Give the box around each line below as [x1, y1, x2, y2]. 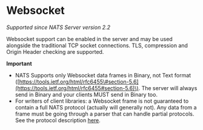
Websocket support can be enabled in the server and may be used [6, 35, 173, 42]
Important [6, 60, 32, 67]
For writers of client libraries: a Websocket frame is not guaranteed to [15, 97, 189, 105]
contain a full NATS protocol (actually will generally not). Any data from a [15, 103, 197, 111]
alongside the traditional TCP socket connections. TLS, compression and [6, 42, 188, 49]
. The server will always [138, 84, 198, 91]
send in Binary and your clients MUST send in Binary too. [15, 91, 158, 98]
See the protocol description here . [15, 116, 101, 124]
